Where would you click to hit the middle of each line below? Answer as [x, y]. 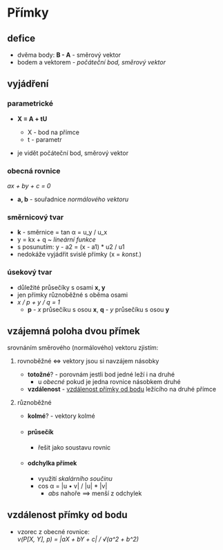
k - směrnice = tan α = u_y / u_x [62, 232]
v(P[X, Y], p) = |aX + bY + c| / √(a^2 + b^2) [78, 539]
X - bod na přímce [53, 132]
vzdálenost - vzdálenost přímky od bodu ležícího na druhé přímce [122, 389]
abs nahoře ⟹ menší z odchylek [95, 493]
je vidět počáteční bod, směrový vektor [73, 153]
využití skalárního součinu [75, 478]
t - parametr [45, 139]
